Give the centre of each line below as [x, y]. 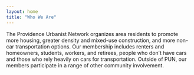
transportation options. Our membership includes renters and [90, 46]
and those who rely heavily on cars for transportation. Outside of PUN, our [96, 59]
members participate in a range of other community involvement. [85, 65]
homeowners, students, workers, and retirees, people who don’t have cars [96, 53]
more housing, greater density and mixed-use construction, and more [91, 40]
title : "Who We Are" [32, 17]
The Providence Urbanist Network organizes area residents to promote [92, 34]
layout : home [22, 12]
